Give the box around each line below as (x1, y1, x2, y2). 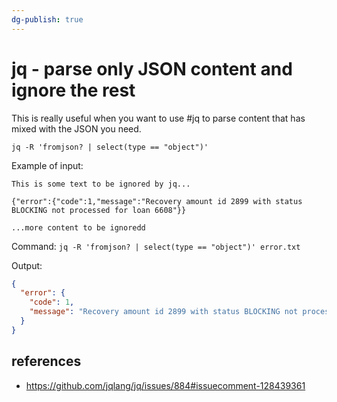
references (11, 353, 82, 370)
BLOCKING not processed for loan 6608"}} (11, 205, 187, 215)
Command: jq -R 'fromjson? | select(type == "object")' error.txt (11, 240, 301, 252)
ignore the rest (11, 79, 136, 101)
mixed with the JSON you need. (11, 122, 142, 135)
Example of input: (11, 159, 84, 171)
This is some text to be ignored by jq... (11, 179, 191, 189)
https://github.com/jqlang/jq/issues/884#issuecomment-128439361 (25, 379, 306, 391)
